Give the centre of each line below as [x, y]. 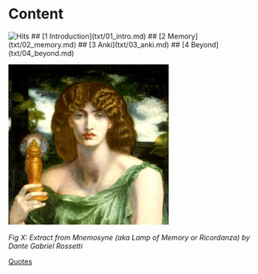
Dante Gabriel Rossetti [45, 246]
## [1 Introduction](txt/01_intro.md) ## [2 [99, 36]
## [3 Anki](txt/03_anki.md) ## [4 [134, 44]
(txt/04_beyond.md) [41, 53]
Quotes [20, 261]
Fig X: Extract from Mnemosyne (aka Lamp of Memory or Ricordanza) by [129, 237]
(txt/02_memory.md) [42, 44]
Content [36, 14]
